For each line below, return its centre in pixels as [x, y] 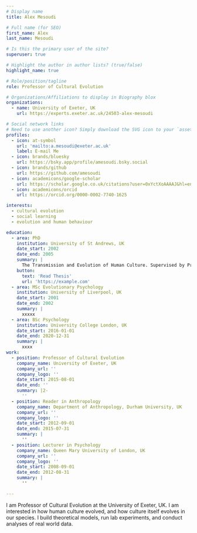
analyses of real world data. [40, 524]
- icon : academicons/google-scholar [56, 179]
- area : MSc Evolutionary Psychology [57, 287]
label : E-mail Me [38, 151]
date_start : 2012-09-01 [46, 423]
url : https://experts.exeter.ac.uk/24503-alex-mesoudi [85, 114]
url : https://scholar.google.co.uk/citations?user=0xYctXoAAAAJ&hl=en [105, 184]
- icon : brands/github [39, 168]
